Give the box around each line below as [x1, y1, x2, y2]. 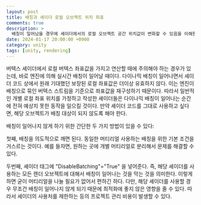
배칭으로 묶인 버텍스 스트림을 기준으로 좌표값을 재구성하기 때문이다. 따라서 [6, 87, 179, 94]
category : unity [6, 42, 47, 48]
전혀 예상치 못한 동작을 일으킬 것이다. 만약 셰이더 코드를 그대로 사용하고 [12, 102, 178, 109]
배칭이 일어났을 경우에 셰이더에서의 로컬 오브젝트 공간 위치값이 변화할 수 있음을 [11, 31, 182, 37]
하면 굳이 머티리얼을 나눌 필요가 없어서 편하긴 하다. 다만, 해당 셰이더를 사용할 [6, 178, 185, 185]
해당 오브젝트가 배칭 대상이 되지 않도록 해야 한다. [14, 109, 127, 117]
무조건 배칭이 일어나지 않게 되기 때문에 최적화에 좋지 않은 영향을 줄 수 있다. [12, 185, 187, 192]
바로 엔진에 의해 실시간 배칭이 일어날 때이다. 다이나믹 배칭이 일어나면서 [19, 72, 184, 79]
